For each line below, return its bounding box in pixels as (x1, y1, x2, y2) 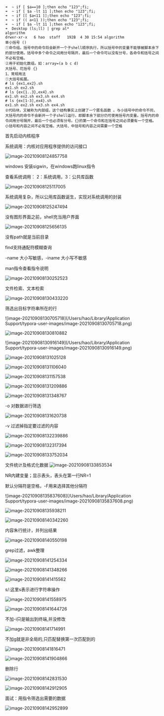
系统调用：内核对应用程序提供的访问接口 (5, 143, 87, 149)
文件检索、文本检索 (5, 286, 44, 291)
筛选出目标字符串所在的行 (5, 306, 57, 311)
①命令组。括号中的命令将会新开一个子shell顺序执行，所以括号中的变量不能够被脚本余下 (5, 45, 159, 50)
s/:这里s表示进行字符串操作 (5, 587, 60, 592)
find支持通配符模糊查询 (5, 245, 52, 250)
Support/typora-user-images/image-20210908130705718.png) (5, 321, 132, 326)
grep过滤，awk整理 (5, 547, 45, 553)
